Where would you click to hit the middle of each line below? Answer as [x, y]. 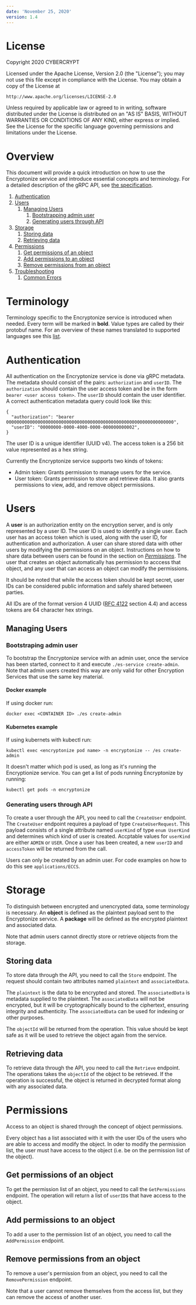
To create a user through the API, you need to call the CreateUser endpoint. [97, 817]
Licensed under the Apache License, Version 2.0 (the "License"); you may [95, 73]
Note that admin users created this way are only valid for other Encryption [95, 670]
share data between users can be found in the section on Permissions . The [97, 556]
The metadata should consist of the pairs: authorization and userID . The [94, 383]
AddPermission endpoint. [35, 1240]
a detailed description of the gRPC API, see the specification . [80, 185]
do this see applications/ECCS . [43, 866]
